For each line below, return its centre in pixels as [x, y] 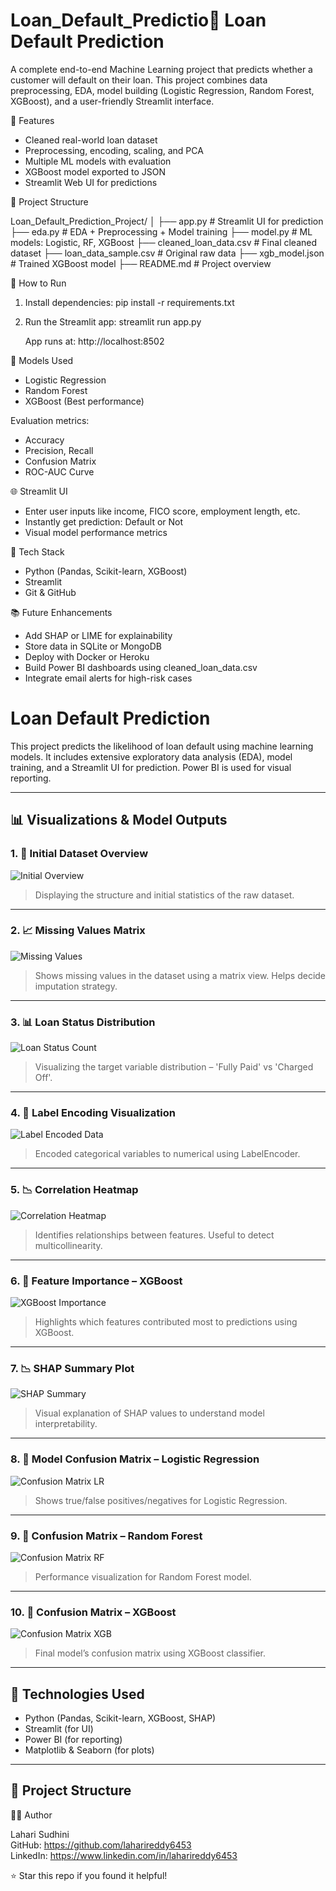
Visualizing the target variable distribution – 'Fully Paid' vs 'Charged [174, 1067]
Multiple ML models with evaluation [98, 161]
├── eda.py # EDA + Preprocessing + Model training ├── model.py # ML [161, 231]
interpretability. [66, 1424]
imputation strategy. [76, 986]
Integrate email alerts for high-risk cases [108, 678]
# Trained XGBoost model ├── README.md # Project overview [141, 263]
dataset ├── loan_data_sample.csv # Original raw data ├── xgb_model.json [167, 253]
